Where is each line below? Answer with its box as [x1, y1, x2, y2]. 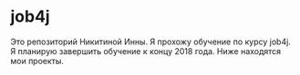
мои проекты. [10, 55, 65, 66]
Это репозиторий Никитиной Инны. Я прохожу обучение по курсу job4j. [10, 36, 291, 47]
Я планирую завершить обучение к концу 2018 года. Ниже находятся [10, 45, 282, 56]
